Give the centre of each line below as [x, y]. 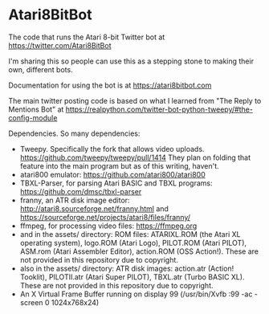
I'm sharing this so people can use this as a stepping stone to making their [131, 61]
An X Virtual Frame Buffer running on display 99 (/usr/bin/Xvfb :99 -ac [136, 294]
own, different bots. [41, 69]
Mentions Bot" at [36, 109]
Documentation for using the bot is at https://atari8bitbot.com [110, 85]
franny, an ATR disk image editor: [75, 200]
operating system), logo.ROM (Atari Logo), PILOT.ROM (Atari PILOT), [133, 243]
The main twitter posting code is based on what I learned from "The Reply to [135, 100]
